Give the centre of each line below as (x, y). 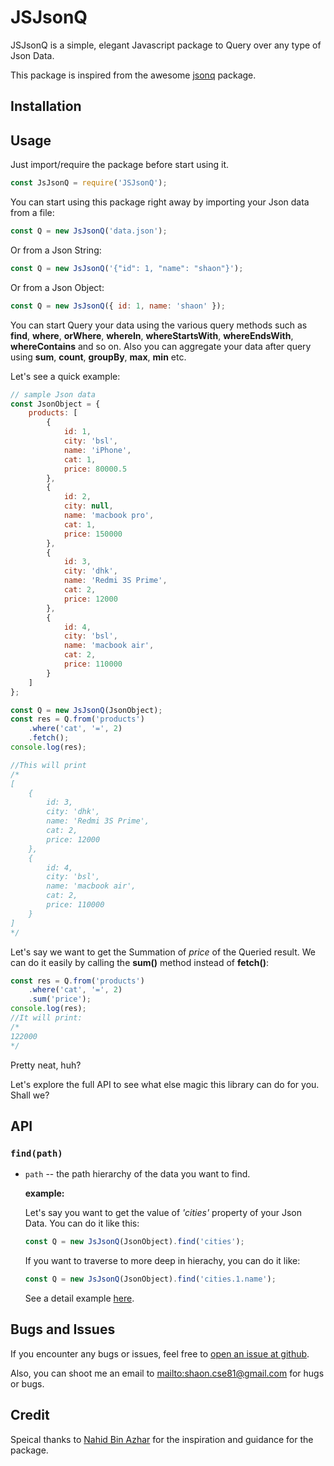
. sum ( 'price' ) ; (60, 999)
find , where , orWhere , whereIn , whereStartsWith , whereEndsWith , (152, 335)
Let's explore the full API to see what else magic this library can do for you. (165, 1084)
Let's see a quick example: (65, 376)
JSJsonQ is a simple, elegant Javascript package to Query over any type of (166, 45)
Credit (30, 1415)
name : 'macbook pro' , (109, 516)
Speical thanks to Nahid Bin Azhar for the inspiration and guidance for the (162, 1439)
